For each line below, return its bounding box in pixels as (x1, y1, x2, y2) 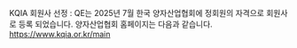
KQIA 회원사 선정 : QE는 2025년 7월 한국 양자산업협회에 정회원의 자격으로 (9, 8, 264, 18)
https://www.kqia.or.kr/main (9, 29, 111, 39)
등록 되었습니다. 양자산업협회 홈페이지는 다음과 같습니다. (18, 19, 213, 29)
